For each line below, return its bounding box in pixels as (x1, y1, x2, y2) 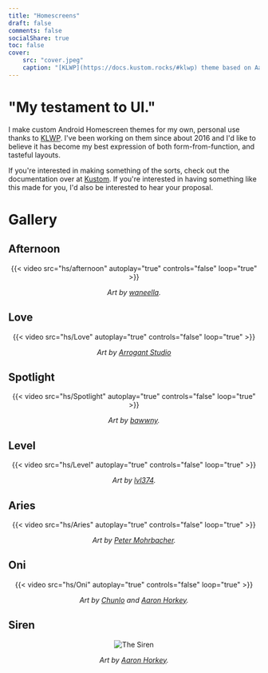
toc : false (8, 42, 45, 50)
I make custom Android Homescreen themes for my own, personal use (8, 125, 240, 134)
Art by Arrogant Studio (97, 347, 171, 356)
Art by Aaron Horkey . (99, 655, 169, 664)
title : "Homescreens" (8, 11, 81, 20)
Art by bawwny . (108, 416, 160, 425)
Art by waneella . (107, 287, 161, 297)
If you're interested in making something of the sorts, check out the (8, 165, 230, 175)
